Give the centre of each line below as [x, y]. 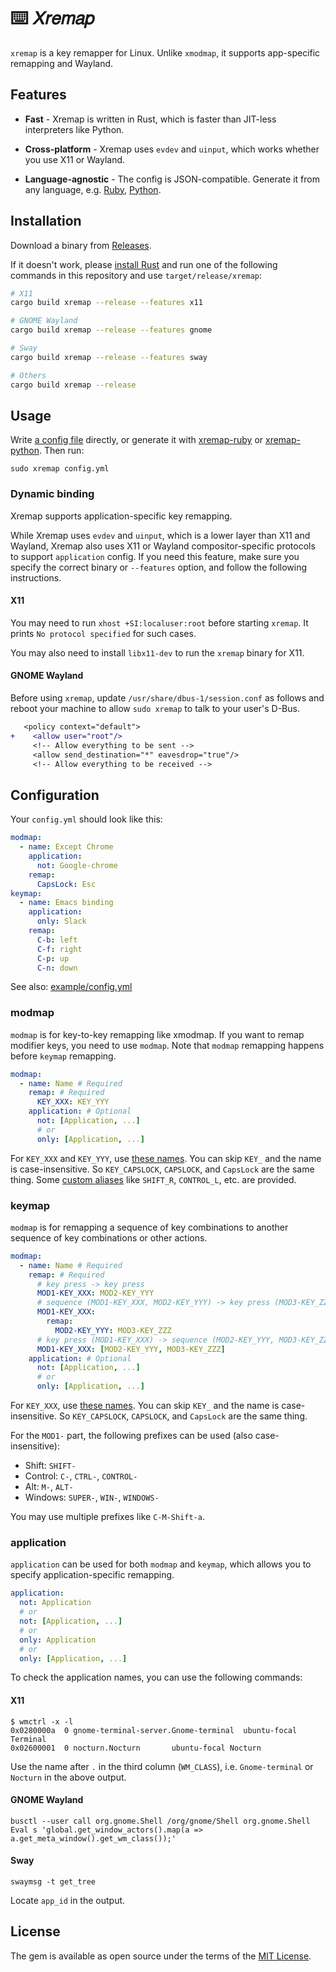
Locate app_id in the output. [68, 1901]
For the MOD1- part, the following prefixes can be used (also [131, 1436]
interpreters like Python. [74, 129]
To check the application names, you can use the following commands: [156, 1677]
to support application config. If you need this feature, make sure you [155, 556]
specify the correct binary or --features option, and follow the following [159, 567]
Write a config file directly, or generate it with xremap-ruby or [137, 440]
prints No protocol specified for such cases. [103, 633]
